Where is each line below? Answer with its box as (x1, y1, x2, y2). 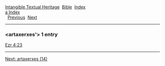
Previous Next (7, 15, 37, 20)
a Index (5, 9, 20, 15)
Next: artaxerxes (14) (5, 56, 48, 62)
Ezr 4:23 (5, 42, 23, 48)
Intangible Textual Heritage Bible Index (5, 4, 86, 10)
